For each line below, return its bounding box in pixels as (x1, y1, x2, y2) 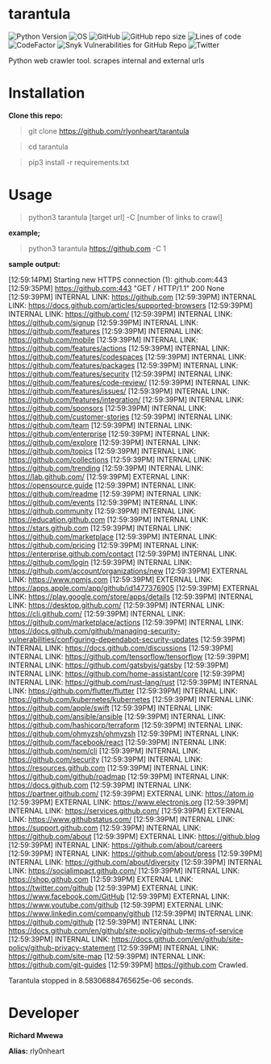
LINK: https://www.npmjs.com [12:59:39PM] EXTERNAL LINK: (8, 574, 213, 584)
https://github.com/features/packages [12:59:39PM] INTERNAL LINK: (8, 360, 239, 370)
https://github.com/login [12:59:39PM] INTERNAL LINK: (8, 557, 192, 567)
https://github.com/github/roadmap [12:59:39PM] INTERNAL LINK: (8, 771, 230, 781)
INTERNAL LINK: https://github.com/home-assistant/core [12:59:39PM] (8, 668, 245, 678)
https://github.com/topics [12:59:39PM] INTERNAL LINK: (8, 446, 196, 455)
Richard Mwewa (8, 1030, 64, 1040)
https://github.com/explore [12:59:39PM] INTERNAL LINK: (8, 437, 201, 447)
